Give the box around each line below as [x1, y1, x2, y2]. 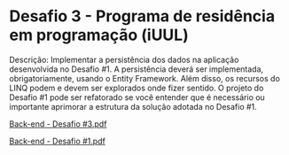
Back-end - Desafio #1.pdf [9, 136, 106, 146]
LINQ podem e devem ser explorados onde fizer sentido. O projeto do [9, 82, 264, 93]
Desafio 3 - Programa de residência [9, 6, 276, 27]
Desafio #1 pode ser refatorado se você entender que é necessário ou [9, 91, 266, 103]
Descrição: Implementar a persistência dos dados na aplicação [9, 54, 239, 65]
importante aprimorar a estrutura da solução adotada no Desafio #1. [9, 101, 257, 112]
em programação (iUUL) [9, 25, 189, 45]
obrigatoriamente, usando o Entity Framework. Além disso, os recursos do [9, 73, 281, 83]
